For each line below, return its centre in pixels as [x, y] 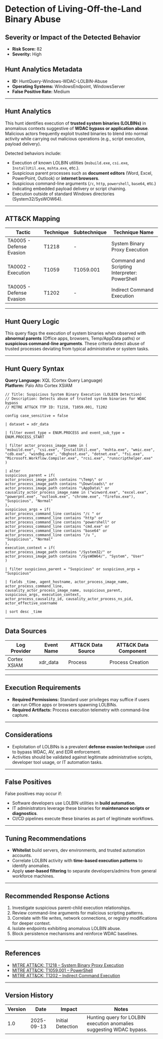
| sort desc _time [24, 612]
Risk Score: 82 [27, 49]
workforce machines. [33, 876]
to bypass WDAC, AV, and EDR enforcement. [57, 752]
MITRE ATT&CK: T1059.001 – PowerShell [52, 970]
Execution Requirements [43, 688]
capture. [20, 715]
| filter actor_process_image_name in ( [47, 446]
